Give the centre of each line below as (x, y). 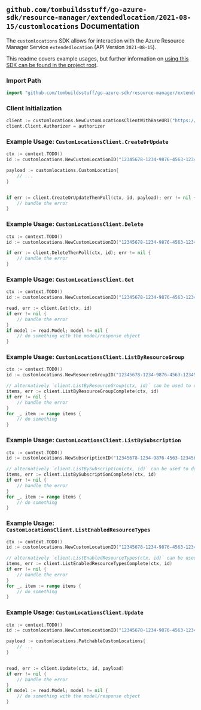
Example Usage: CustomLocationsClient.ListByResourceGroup (95, 357)
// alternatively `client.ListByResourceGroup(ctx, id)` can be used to (99, 386)
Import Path (24, 80)
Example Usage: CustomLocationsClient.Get (70, 279)
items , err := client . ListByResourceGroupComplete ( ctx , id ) (83, 392)
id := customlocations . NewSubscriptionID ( (60, 458)
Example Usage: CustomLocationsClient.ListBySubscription (94, 440)
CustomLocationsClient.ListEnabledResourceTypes (78, 530)
